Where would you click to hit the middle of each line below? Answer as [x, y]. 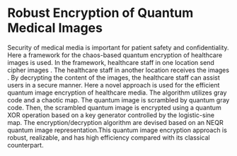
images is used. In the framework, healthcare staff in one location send [111, 62]
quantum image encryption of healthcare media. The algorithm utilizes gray [117, 92]
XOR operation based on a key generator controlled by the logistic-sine [111, 115]
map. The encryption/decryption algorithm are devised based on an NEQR [116, 122]
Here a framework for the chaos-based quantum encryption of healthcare [115, 55]
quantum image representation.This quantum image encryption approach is [117, 130]
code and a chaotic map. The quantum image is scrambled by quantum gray [118, 100]
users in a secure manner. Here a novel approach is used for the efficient [114, 85]
